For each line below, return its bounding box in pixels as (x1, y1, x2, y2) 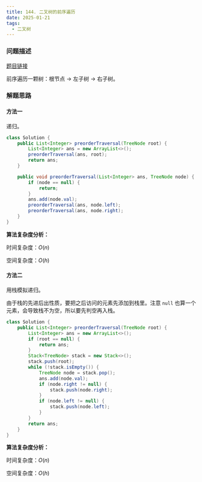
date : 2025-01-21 (6, 15, 50, 21)
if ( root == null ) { (28, 336, 80, 342)
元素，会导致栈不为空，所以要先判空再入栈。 (6, 307, 119, 314)
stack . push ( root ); (28, 359, 75, 365)
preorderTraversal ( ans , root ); (28, 151, 108, 158)
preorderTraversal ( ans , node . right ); (28, 208, 124, 214)
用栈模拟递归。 (6, 286, 44, 294)
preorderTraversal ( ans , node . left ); (28, 202, 121, 208)
